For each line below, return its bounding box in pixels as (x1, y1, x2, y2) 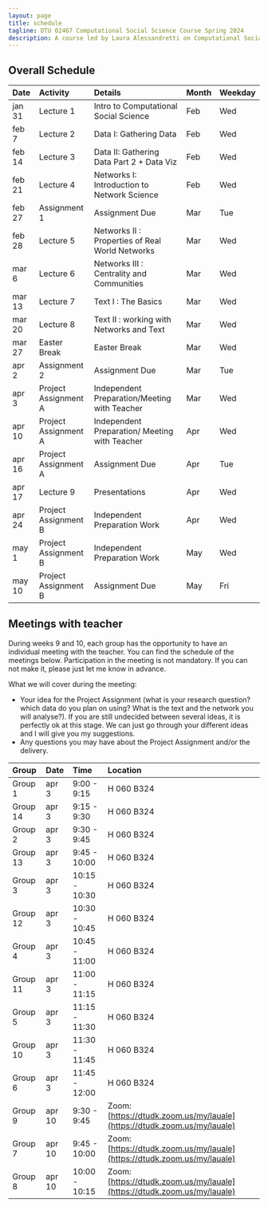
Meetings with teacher (8, 617, 124, 631)
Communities (93, 278, 144, 290)
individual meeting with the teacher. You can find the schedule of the (8, 647, 235, 657)
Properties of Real (93, 235, 162, 247)
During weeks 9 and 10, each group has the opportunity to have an (8, 638, 227, 648)
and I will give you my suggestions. (19, 728, 136, 738)
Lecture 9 (38, 487, 76, 498)
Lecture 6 (38, 268, 76, 279)
